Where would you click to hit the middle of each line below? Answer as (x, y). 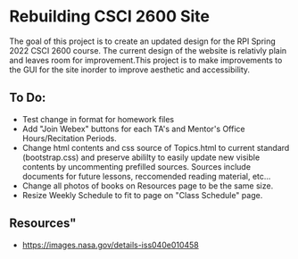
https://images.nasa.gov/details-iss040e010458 (110, 245)
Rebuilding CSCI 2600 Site (110, 17)
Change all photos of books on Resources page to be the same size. (148, 186)
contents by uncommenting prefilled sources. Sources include (137, 166)
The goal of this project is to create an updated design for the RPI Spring (143, 41)
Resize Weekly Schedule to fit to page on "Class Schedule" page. (142, 195)
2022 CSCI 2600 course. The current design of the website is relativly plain (148, 50)
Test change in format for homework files (98, 119)
